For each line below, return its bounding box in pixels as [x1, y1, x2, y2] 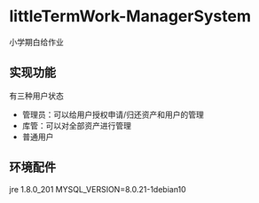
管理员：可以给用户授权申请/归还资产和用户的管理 [21, 109, 204, 120]
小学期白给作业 [9, 36, 64, 47]
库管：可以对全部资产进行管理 [21, 120, 131, 130]
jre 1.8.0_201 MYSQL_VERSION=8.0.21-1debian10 [9, 183, 186, 194]
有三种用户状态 [9, 90, 64, 101]
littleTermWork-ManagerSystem [9, 6, 251, 27]
